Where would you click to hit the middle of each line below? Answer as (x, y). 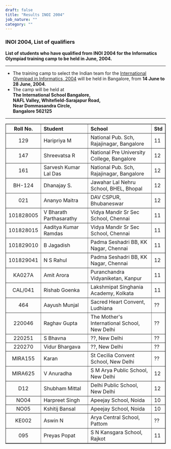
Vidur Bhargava (62, 347)
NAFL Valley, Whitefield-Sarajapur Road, (56, 100)
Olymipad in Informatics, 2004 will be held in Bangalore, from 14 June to (89, 78)
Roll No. (23, 129)
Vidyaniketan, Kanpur (116, 278)
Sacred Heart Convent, (118, 302)
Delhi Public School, (115, 385)
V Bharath (55, 212)
